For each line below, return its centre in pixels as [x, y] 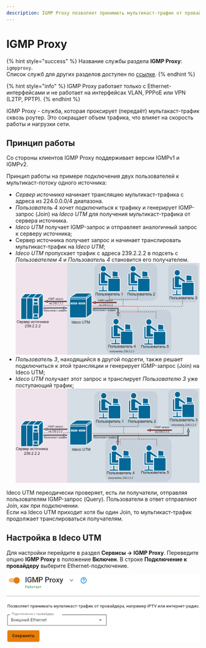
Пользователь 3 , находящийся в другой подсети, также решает [99, 359]
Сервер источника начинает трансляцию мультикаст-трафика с [99, 195]
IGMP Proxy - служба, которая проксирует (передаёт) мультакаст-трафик [103, 111]
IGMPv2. [17, 164]
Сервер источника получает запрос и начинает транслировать [98, 240]
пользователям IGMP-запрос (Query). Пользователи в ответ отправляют [102, 499]
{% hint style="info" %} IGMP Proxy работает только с [76, 86]
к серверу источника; [44, 234]
